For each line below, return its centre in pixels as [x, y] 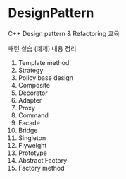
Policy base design [45, 77]
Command [33, 115]
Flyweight [32, 145]
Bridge [28, 130]
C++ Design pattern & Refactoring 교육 [64, 33]
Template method [44, 62]
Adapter [30, 100]
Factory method [41, 168]
